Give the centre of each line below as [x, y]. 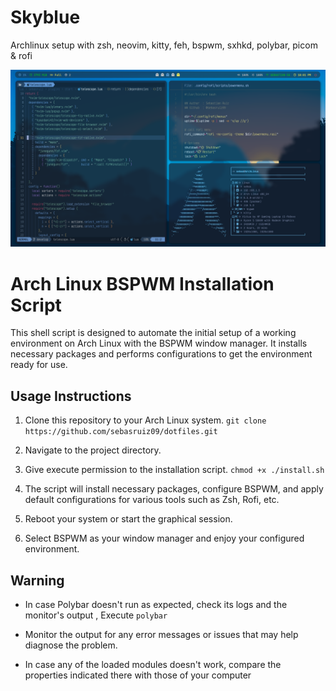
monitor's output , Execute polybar [96, 615]
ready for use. [39, 365]
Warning [37, 580]
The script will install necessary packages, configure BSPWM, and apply [174, 489]
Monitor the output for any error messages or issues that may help [161, 634]
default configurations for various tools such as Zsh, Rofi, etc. [152, 500]
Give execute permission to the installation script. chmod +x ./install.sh [174, 470]
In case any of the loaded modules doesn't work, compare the [153, 664]
